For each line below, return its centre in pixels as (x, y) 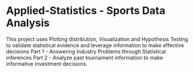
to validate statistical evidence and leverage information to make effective (95, 45)
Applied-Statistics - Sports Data (86, 11)
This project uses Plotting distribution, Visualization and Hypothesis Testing (97, 39)
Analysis (28, 23)
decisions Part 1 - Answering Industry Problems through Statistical (86, 51)
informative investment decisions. (47, 64)
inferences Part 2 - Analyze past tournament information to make (84, 57)
